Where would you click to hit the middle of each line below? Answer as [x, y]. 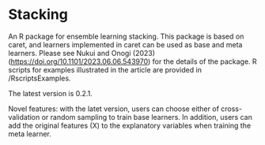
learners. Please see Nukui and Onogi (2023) [82, 53]
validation [24, 117]
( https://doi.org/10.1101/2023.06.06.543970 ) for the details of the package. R [132, 61]
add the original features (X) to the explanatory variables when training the [130, 125]
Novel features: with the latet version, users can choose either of [114, 109]
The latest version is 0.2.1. [50, 93]
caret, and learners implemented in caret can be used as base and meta [125, 44]
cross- [232, 109]
